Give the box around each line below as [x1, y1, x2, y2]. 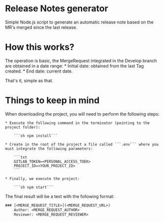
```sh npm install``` [14, 133, 58, 138]
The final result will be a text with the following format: [5, 193, 115, 199]
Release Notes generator [5, 3, 109, 14]
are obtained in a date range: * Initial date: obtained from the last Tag [5, 63, 144, 69]
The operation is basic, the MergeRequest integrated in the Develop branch [5, 57, 157, 64]
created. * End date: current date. [5, 68, 73, 74]
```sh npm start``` [14, 185, 54, 190]
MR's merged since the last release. [5, 24, 77, 30]
